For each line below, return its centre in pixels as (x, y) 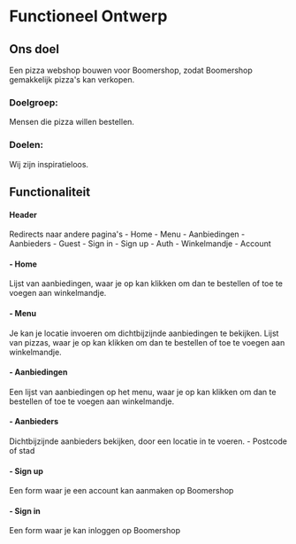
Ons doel (34, 49)
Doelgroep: (34, 102)
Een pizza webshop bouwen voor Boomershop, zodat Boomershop (131, 70)
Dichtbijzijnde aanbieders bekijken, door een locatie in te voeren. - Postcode (148, 441)
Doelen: (27, 145)
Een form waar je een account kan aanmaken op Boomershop (121, 491)
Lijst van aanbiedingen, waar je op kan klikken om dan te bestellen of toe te (146, 284)
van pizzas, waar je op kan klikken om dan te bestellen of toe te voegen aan (147, 342)
